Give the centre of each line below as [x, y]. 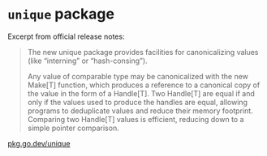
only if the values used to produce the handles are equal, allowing [138, 102]
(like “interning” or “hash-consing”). [87, 61]
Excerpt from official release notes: [66, 36]
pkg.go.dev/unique [39, 143]
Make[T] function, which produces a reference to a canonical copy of [144, 85]
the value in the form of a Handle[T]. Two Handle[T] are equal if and [141, 93]
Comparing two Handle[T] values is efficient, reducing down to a [136, 119]
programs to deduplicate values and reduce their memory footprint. [140, 111]
